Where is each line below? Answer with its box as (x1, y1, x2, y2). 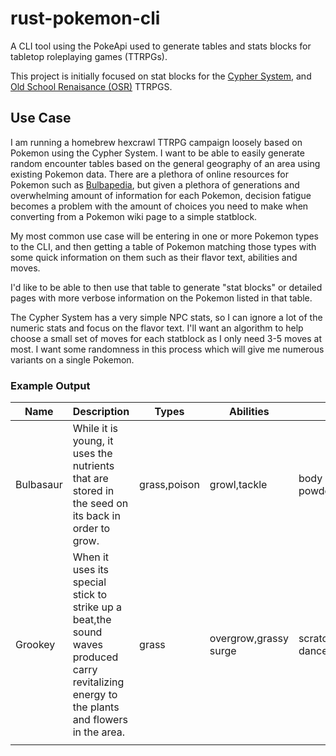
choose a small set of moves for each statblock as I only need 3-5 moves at (10, 332, 323, 344)
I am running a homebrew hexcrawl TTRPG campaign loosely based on (10, 136, 303, 148)
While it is (72, 422, 118, 436)
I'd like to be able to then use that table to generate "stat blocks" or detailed (10, 281, 323, 293)
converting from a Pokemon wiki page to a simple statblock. (10, 210, 258, 222)
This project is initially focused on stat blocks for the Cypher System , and (10, 70, 312, 82)
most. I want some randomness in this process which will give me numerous (10, 343, 325, 355)
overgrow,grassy (209, 632, 289, 646)
